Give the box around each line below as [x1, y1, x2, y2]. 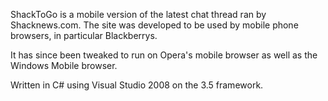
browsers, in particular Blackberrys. [10, 30, 158, 41]
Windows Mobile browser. [10, 60, 118, 71]
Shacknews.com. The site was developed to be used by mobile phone [10, 19, 299, 31]
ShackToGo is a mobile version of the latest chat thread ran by [10, 9, 267, 20]
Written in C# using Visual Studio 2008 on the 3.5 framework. [10, 79, 264, 91]
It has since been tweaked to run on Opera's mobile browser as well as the [10, 49, 318, 61]
